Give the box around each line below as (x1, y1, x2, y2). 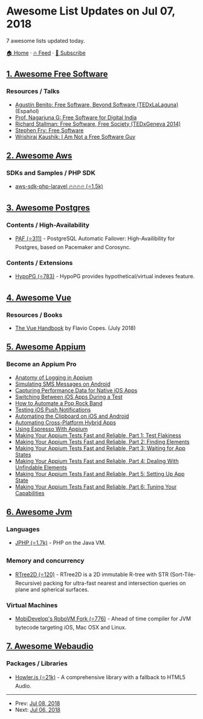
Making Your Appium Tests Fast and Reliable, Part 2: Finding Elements (14, 438, 190, 445)
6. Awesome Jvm (6, 507, 72, 518)
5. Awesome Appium (6, 342, 86, 352)
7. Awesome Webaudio (6, 641, 94, 651)
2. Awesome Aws (6, 151, 72, 161)
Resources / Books (6, 310, 63, 319)
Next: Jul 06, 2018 (14, 706, 61, 713)
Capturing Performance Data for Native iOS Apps (14, 386, 138, 394)
